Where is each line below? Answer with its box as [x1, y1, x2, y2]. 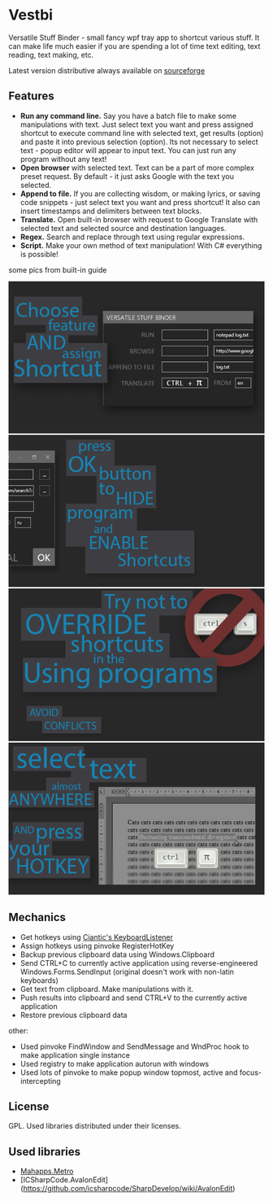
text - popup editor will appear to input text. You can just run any [19, 145, 237, 155]
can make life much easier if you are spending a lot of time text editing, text [8, 41, 261, 50]
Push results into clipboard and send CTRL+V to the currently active [19, 993, 248, 1002]
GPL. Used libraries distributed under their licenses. [8, 1121, 181, 1131]
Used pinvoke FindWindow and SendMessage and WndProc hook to [19, 1042, 249, 1051]
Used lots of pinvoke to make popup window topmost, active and [19, 1068, 238, 1077]
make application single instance [19, 1050, 130, 1059]
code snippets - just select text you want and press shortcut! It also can [19, 197, 261, 207]
